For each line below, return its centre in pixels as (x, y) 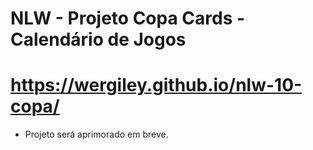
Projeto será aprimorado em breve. (96, 134)
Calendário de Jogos (98, 39)
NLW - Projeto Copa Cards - (128, 18)
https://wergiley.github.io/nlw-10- (156, 85)
